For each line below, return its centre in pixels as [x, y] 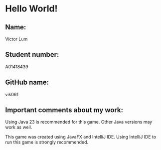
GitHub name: [27, 82]
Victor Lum [16, 39]
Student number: [32, 55]
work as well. [19, 127]
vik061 [12, 94]
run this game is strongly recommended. [47, 142]
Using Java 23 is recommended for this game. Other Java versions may [79, 122]
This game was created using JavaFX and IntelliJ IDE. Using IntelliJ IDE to [81, 137]
